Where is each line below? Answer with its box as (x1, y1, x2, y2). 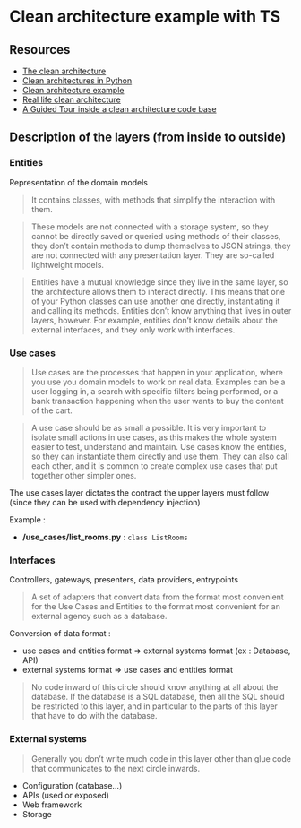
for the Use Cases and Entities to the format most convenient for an (30, 601, 280, 612)
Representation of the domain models (9, 177, 148, 187)
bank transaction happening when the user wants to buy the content (30, 395, 284, 406)
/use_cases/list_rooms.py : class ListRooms (21, 531, 188, 542)
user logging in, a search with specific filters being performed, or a (30, 385, 279, 396)
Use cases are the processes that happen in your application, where (30, 367, 284, 377)
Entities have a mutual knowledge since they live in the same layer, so (30, 276, 288, 288)
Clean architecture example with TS (9, 6, 281, 27)
